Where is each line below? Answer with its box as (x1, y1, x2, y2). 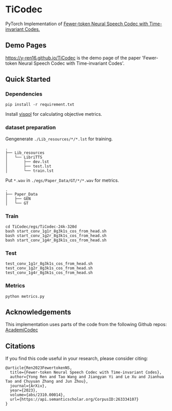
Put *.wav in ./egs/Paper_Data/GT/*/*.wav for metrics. (5, 177, 119, 183)
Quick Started (5, 75, 51, 84)
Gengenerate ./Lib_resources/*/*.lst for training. (5, 135, 113, 142)
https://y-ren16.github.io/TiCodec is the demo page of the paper (5, 55, 141, 61)
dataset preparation (5, 124, 56, 131)
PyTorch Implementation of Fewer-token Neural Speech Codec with (5, 21, 148, 27)
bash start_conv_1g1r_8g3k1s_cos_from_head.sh (5, 229, 107, 234)
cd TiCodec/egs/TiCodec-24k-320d (5, 224, 77, 229)
